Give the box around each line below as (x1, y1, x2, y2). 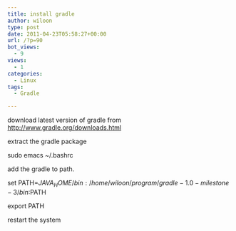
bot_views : (7, 43, 40, 51)
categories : (7, 70, 43, 77)
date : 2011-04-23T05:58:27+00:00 (7, 30, 107, 38)
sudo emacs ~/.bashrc (7, 151, 73, 160)
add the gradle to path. (7, 165, 75, 173)
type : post (7, 24, 40, 31)
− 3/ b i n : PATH (7, 188, 46, 196)
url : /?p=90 (7, 37, 43, 44)
